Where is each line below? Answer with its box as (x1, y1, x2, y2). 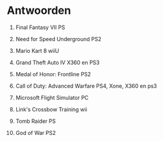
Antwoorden (7, 4, 71, 18)
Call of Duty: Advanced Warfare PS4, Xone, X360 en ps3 (15, 82, 158, 90)
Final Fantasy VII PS (15, 24, 65, 31)
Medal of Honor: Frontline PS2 (15, 70, 91, 77)
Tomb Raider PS (15, 117, 56, 125)
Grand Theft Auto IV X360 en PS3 (15, 59, 100, 66)
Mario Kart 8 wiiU (15, 47, 59, 54)
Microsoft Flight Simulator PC (15, 94, 89, 101)
